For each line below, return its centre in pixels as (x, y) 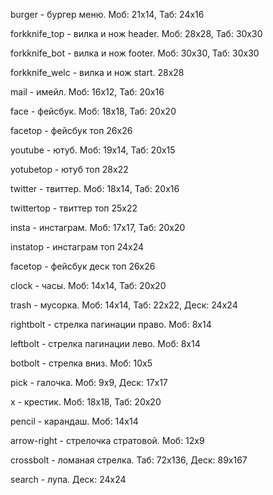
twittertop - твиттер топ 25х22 (74, 208)
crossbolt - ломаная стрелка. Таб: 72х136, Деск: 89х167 (129, 460)
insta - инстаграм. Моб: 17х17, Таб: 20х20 (98, 227)
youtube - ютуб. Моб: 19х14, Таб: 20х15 (93, 150)
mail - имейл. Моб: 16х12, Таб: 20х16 (87, 92)
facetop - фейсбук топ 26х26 (71, 130)
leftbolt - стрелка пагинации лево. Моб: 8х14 (105, 343)
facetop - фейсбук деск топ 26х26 (83, 266)
